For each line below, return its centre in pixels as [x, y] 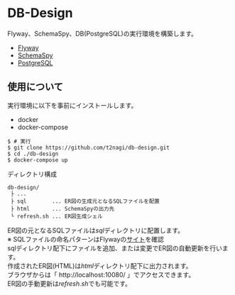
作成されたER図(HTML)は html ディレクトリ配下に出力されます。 [100, 266]
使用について [35, 87]
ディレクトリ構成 [32, 174]
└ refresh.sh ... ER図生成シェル [56, 216]
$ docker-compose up [38, 160]
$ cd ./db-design [33, 154]
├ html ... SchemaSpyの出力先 [62, 208]
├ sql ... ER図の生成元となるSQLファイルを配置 [85, 201]
